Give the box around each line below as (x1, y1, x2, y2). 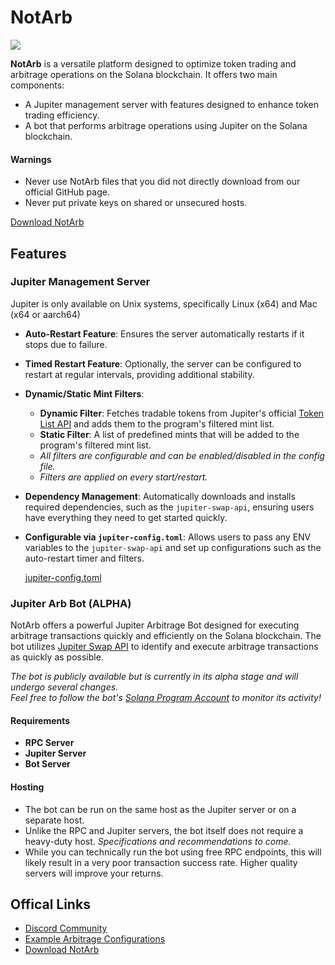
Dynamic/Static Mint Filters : (24, 387, 145, 400)
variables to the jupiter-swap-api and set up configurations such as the (24, 541, 322, 553)
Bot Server (24, 758, 71, 770)
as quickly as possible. (10, 651, 104, 663)
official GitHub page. (24, 186, 110, 198)
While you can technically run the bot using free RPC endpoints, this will (24, 846, 322, 858)
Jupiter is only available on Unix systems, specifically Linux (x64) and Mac (10, 297, 318, 310)
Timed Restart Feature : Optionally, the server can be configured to (24, 357, 302, 370)
